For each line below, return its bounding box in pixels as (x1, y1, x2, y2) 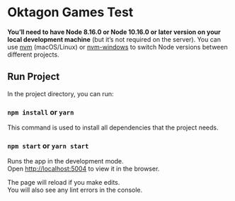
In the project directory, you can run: (7, 89, 114, 98)
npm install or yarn (7, 107, 74, 117)
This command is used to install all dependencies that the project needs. (7, 123, 219, 132)
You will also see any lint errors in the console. (7, 185, 143, 195)
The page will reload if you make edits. (7, 178, 120, 187)
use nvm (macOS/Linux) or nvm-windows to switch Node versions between (7, 42, 228, 51)
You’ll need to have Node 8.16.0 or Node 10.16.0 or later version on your (7, 28, 221, 36)
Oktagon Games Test (7, 4, 134, 21)
